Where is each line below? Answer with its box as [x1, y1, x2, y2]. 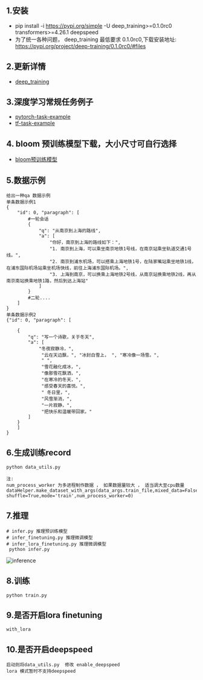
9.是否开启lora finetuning [6, 610, 103, 620]
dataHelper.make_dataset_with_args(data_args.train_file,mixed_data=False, [6, 488, 201, 494]
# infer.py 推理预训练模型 [6, 528, 68, 534]
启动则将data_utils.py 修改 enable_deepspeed [6, 662, 120, 668]
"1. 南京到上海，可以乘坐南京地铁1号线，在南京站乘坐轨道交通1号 [49, 246, 192, 252]
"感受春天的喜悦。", [41, 383, 86, 389]
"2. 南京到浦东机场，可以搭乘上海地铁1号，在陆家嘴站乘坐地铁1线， [49, 259, 196, 265]
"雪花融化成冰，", [41, 364, 82, 370]
